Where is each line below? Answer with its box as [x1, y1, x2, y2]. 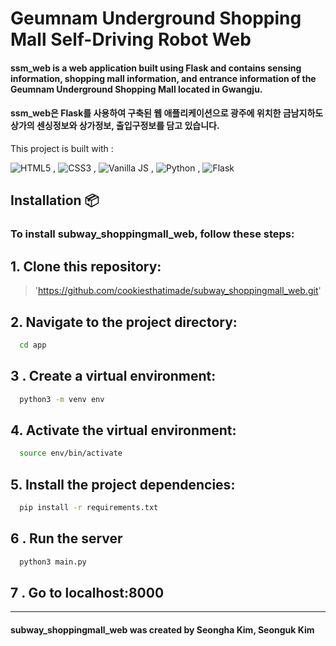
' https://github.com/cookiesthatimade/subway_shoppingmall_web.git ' [34, 285, 322, 297]
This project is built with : [10, 142, 114, 154]
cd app [19, 340, 47, 350]
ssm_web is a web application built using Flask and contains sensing [10, 62, 302, 74]
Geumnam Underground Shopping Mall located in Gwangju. [10, 83, 263, 95]
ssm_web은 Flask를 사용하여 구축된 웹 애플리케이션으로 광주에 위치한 [10, 107, 282, 119]
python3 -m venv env [19, 394, 105, 404]
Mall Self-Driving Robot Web [10, 28, 252, 51]
